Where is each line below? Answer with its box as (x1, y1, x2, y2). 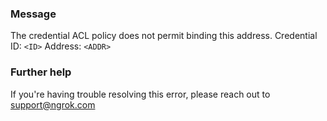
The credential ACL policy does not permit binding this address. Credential (10, 30, 318, 42)
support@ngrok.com (10, 98, 96, 111)
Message (10, 7, 57, 21)
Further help (10, 65, 72, 79)
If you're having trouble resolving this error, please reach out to (10, 88, 271, 100)
